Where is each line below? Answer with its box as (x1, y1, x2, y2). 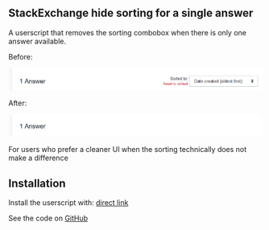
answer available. (8, 36, 67, 46)
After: (8, 98, 27, 108)
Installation (8, 176, 66, 190)
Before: (8, 51, 33, 61)
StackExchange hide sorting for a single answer (8, 6, 254, 20)
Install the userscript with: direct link (8, 198, 129, 207)
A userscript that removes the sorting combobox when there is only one (8, 27, 247, 37)
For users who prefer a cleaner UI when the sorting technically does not (8, 145, 247, 154)
